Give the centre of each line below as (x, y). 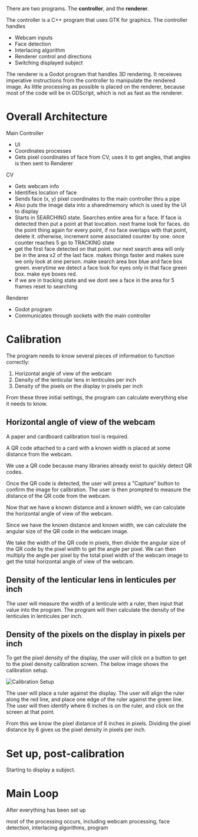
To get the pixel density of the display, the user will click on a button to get (96, 658)
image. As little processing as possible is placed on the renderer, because (96, 87)
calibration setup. (27, 670)
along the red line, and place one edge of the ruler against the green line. (95, 700)
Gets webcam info (37, 186)
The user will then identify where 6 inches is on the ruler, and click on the (95, 706)
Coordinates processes (43, 150)
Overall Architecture (57, 117)
